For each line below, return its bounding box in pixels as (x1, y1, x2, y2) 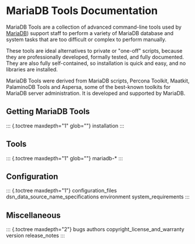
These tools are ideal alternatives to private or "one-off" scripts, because (6, 47, 183, 54)
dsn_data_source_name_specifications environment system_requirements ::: (6, 193, 190, 200)
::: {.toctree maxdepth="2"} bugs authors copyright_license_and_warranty (6, 226, 184, 233)
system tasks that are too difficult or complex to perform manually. (6, 36, 167, 43)
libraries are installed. (6, 66, 58, 73)
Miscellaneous (6, 210, 61, 220)
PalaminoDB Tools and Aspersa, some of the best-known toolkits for (6, 83, 171, 90)
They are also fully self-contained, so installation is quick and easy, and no (6, 60, 186, 67)
